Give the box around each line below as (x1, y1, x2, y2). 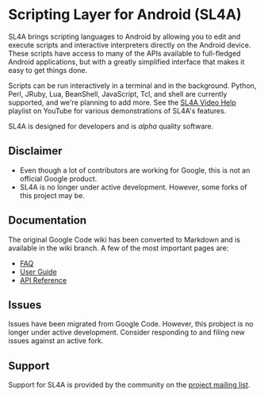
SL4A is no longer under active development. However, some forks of (19, 182, 247, 192)
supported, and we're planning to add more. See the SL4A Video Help (8, 97, 236, 107)
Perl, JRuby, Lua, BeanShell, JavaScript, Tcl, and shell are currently (8, 89, 228, 98)
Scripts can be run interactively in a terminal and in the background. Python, (8, 81, 257, 90)
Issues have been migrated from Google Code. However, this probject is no (8, 319, 254, 329)
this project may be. (19, 190, 85, 200)
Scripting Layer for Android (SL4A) (8, 6, 242, 24)
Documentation (8, 214, 87, 227)
